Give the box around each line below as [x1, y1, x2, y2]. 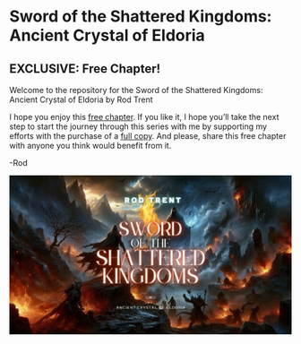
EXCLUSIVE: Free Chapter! [9, 61, 161, 76]
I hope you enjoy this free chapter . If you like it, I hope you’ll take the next [9, 112, 279, 122]
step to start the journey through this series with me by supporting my [9, 121, 267, 132]
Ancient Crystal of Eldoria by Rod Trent [9, 94, 154, 105]
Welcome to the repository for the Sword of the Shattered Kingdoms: [9, 85, 263, 95]
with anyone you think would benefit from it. [9, 141, 172, 150]
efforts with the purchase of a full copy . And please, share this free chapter [9, 131, 287, 141]
